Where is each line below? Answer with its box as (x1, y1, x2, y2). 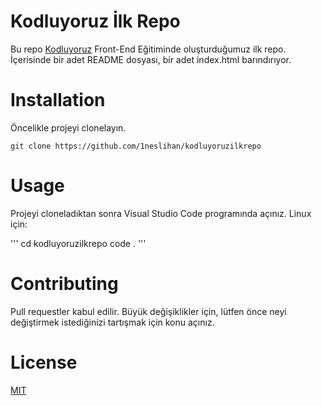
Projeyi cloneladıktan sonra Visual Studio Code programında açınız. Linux (10, 207, 312, 219)
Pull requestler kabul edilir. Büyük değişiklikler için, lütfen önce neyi (10, 305, 287, 317)
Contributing (10, 273, 119, 295)
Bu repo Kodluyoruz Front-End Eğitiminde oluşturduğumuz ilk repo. (10, 43, 287, 55)
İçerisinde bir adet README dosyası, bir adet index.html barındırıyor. (10, 53, 292, 65)
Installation (10, 89, 106, 112)
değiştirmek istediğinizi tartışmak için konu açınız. (10, 316, 215, 328)
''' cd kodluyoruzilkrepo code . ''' (10, 237, 147, 249)
